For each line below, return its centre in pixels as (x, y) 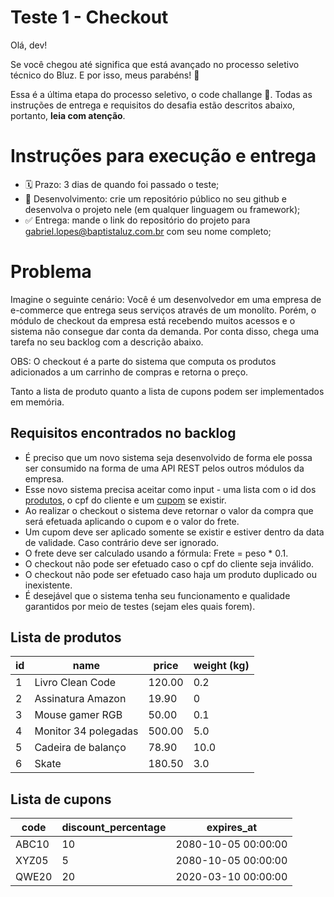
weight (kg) (221, 666)
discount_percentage (114, 828)
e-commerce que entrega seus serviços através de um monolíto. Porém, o (163, 310)
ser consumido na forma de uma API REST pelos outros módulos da (164, 468)
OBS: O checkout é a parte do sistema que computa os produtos (143, 361)
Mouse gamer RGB (78, 715)
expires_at (232, 828)
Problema (51, 272)
